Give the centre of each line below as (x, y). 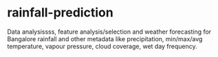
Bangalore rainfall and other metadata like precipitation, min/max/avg (105, 38)
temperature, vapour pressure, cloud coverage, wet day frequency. (102, 46)
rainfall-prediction (60, 13)
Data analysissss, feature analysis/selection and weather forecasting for (109, 32)
